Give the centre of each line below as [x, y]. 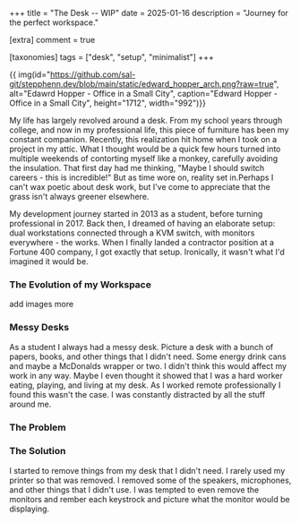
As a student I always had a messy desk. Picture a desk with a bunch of [141, 347]
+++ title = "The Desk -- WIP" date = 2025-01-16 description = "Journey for [149, 13]
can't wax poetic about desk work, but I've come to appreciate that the [140, 187]
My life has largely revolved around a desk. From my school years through [146, 120]
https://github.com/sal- [93, 74]
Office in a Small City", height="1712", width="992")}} [107, 103]
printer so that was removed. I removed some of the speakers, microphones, [150, 480]
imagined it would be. [49, 261]
